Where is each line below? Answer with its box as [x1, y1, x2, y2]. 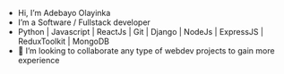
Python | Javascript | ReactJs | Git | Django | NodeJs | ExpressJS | [17, 27, 264, 37]
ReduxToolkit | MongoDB [17, 36, 110, 46]
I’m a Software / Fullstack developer [17, 17, 151, 28]
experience [17, 55, 60, 65]
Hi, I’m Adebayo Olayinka [17, 8, 111, 18]
